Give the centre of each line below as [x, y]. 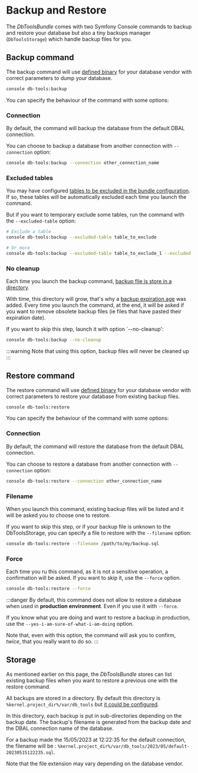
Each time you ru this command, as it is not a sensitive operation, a [87, 572]
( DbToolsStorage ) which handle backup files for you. [69, 39]
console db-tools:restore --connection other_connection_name [84, 481]
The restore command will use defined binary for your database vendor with [99, 390]
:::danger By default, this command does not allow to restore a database [94, 600]
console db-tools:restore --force [49, 589]
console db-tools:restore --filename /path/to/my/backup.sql [83, 543]
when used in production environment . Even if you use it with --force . [92, 606]
